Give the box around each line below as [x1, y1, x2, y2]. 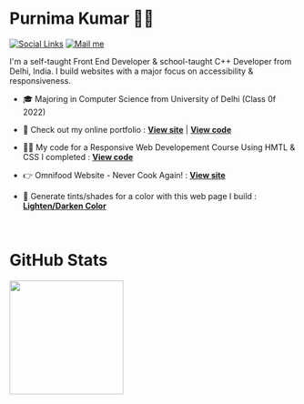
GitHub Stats [9, 250, 108, 271]
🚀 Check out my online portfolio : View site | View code [22, 124, 232, 135]
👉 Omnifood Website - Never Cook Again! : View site [22, 169, 226, 180]
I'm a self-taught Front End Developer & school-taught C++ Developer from [9, 56, 292, 66]
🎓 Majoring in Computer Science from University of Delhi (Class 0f [22, 93, 276, 104]
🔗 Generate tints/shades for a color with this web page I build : [22, 190, 258, 201]
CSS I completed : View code [22, 151, 134, 162]
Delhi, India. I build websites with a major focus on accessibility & [9, 66, 254, 76]
